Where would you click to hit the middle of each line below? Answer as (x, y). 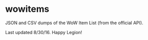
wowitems (27, 9)
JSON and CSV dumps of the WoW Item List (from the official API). (74, 23)
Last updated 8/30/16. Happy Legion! (44, 32)
